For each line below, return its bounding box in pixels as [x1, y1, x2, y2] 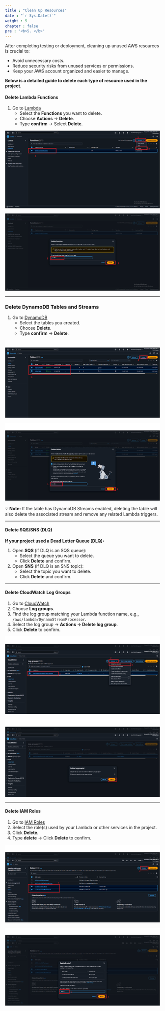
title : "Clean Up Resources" [5, 8, 67, 13]
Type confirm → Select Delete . [19, 121, 83, 127]
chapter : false [5, 24, 38, 29]
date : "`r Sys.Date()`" [5, 13, 56, 18]
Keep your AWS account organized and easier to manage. [12, 68, 130, 74]
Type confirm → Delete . [19, 330, 69, 336]
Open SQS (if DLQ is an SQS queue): [12, 547, 87, 553]
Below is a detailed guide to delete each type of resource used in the [5, 78, 147, 84]
